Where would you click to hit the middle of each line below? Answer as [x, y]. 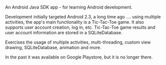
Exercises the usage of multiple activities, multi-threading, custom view [78, 42]
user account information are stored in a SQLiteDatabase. [64, 32]
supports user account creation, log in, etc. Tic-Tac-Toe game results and [80, 27]
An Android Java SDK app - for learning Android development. [69, 7]
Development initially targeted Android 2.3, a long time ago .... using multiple [83, 17]
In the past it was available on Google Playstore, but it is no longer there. [79, 57]
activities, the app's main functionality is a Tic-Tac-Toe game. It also [75, 22]
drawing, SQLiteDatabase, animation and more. [53, 47]
